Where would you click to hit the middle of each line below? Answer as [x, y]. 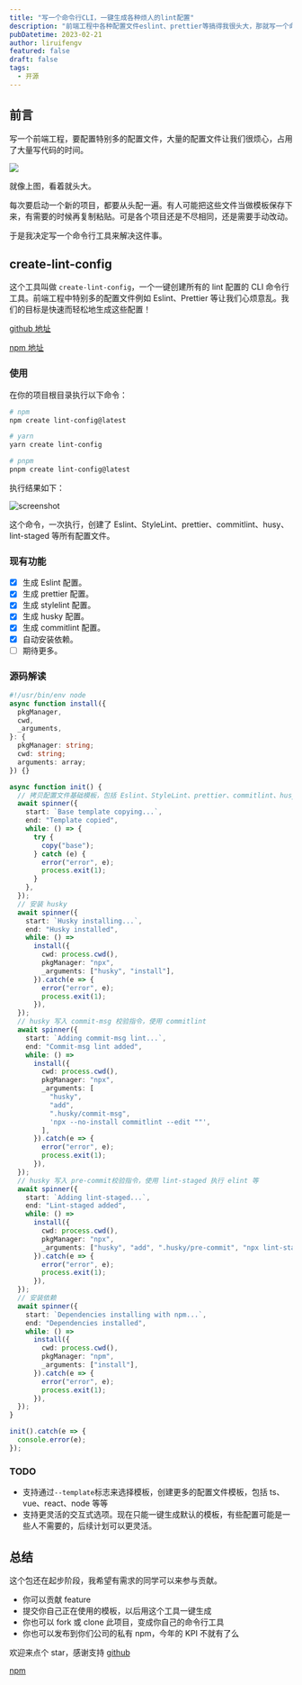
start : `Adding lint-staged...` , [88, 1198]
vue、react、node [56, 1503]
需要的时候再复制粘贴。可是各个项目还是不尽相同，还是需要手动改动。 [163, 216]
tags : [19, 68]
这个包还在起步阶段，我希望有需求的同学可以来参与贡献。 [115, 1580]
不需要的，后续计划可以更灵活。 [98, 1526]
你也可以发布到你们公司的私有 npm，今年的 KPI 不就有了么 [131, 1633]
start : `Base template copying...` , [94, 812]
